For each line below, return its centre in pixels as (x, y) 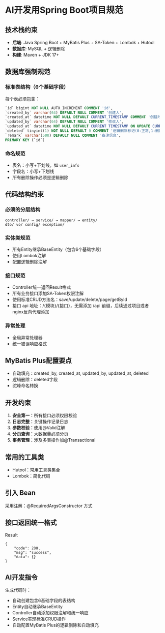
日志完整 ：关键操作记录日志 (40, 422)
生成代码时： (18, 590)
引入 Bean (20, 493)
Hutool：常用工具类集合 (36, 470)
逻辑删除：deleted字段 (35, 380)
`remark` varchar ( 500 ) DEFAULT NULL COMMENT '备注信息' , (63, 135)
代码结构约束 (25, 195)
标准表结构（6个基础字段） (37, 87)
